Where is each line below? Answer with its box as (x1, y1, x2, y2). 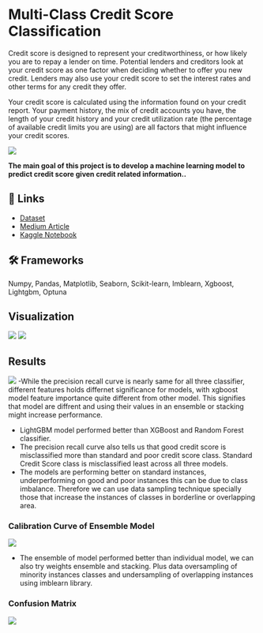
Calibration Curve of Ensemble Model (8, 521, 156, 532)
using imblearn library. (19, 579, 93, 588)
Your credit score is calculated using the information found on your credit (8, 97, 246, 107)
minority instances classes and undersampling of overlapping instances (19, 570, 254, 579)
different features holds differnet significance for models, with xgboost (8, 385, 239, 395)
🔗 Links (8, 192, 45, 206)
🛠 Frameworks (8, 254, 85, 268)
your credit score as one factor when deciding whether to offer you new (8, 65, 242, 74)
